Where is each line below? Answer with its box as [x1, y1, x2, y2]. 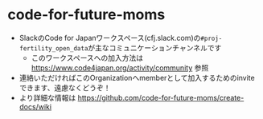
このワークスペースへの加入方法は [31, 53, 144, 62]
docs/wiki [18, 101, 52, 111]
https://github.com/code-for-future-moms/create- [77, 93, 245, 102]
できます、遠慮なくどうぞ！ [18, 82, 111, 93]
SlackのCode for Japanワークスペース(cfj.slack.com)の [18, 33, 201, 42]
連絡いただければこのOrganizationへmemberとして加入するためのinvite [18, 73, 255, 82]
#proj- [199, 34, 223, 42]
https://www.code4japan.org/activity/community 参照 [31, 62, 209, 73]
